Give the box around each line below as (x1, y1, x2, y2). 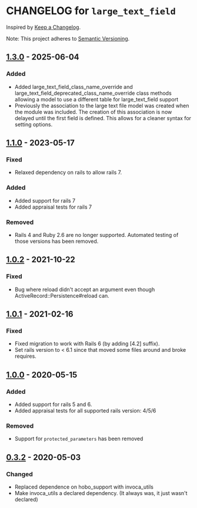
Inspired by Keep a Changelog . (6, 24, 81, 31)
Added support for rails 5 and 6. (14, 401, 92, 408)
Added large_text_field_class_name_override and (14, 83, 133, 90)
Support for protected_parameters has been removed (14, 435, 143, 443)
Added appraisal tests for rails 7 (14, 203, 92, 210)
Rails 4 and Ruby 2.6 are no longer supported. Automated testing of (14, 231, 179, 238)
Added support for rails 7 (14, 197, 76, 204)
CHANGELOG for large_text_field (6, 4, 176, 18)
